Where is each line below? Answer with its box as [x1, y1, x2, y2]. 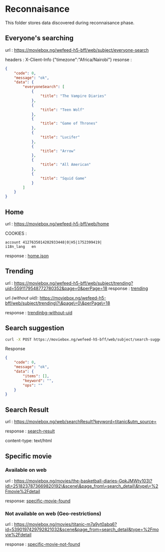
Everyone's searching [5, 34, 74, 42]
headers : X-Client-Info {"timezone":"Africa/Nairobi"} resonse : [5, 57, 132, 62]
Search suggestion [5, 324, 65, 333]
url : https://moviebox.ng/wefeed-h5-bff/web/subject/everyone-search [5, 47, 149, 53]
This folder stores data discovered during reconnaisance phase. [5, 20, 135, 26]
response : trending [108, 285, 148, 291]
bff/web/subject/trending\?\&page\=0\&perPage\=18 [5, 300, 110, 306]
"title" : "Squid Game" [40, 176, 87, 181]
